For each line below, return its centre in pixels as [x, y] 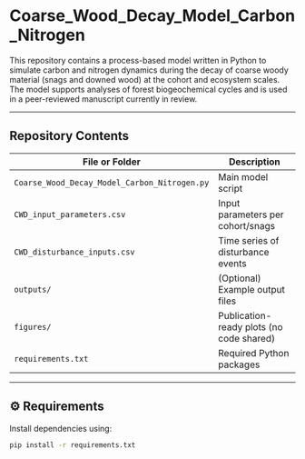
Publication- [245, 315]
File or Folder [112, 162]
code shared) [246, 338]
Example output [251, 289]
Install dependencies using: [61, 428]
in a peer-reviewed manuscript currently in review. [103, 99]
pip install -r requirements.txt [73, 445]
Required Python [253, 353]
